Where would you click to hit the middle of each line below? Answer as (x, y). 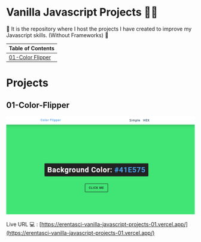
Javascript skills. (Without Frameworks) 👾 (57, 35)
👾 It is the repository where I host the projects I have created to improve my (99, 29)
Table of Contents (32, 49)
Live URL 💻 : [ (24, 224)
